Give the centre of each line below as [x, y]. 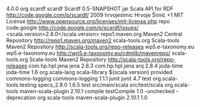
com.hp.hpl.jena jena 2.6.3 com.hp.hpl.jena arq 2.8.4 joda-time [106, 66]
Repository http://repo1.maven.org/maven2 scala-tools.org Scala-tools [93, 40]
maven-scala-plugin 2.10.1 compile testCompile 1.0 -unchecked [97, 91]
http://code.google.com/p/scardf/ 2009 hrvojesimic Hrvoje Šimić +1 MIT [95, 15]
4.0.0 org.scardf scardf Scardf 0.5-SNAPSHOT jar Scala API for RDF [90, 9]
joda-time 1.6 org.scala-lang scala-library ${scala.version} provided [90, 72]
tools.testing [21, 85]
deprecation [21, 97]
